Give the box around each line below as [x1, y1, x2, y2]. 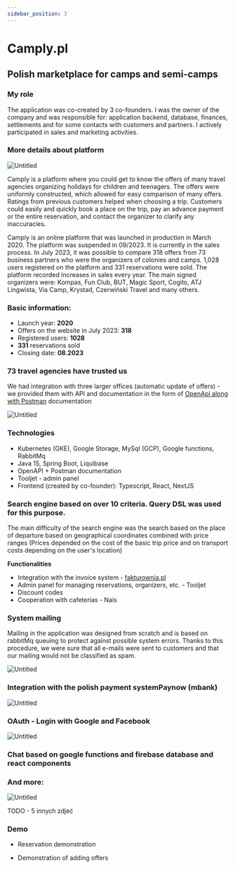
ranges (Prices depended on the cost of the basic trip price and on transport [7, 538, 229, 547]
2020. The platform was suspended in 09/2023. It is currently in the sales [7, 240, 220, 249]
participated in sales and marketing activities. [7, 128, 139, 136]
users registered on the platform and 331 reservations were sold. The [7, 263, 207, 271]
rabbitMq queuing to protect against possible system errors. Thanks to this [7, 637, 223, 645]
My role [7, 89, 34, 99]
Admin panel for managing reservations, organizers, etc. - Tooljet [17, 581, 206, 589]
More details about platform [7, 145, 105, 155]
